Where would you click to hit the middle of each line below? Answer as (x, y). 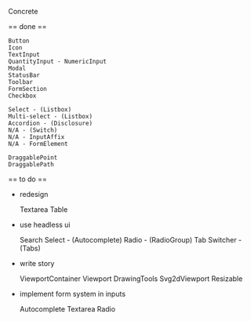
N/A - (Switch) (33, 130)
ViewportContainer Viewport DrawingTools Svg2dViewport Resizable (131, 279)
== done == (27, 26)
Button (19, 41)
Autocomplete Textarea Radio (67, 309)
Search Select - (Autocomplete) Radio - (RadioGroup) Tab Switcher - (131, 240)
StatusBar (24, 75)
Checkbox (22, 96)
